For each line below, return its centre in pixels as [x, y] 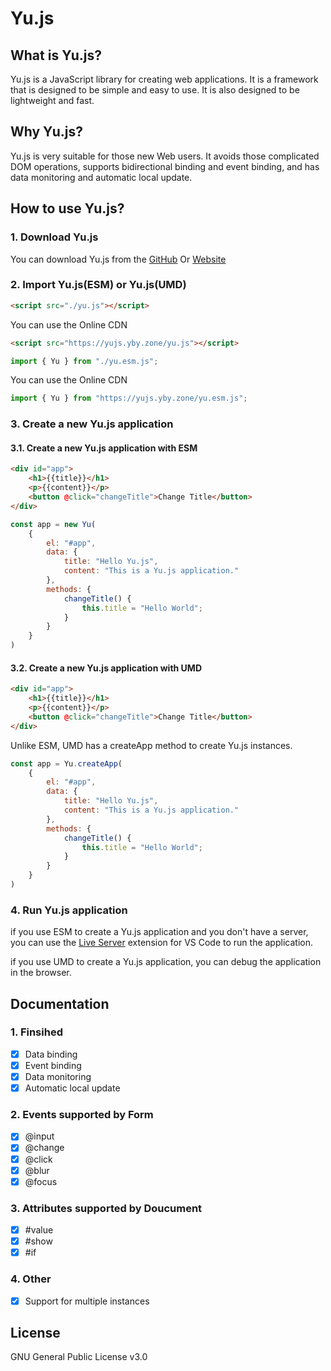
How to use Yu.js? [67, 208]
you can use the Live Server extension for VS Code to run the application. [161, 943]
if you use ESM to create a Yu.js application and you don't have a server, [159, 932]
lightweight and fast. [52, 100]
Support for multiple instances [87, 1301]
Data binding [51, 1054]
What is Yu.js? [56, 55]
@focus [41, 1181]
